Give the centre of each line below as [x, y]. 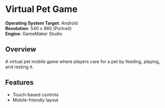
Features [19, 83]
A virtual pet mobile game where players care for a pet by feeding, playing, [82, 61]
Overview [21, 49]
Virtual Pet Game [42, 9]
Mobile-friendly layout [35, 100]
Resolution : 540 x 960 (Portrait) [38, 28]
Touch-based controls [35, 94]
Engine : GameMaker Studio [34, 33]
